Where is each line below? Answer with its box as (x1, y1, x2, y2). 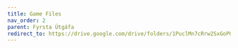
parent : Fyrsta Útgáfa (7, 23, 74, 30)
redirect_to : (7, 30, 46, 37)
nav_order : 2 (7, 17, 46, 24)
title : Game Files (7, 10, 62, 18)
